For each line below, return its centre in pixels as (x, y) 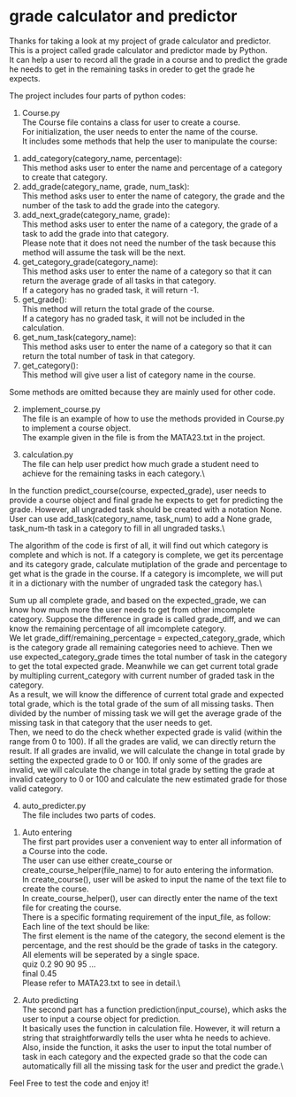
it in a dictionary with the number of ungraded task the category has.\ (136, 583)
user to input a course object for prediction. (101, 1019)
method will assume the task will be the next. (104, 252)
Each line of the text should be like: (86, 926)
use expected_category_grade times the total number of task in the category (148, 657)
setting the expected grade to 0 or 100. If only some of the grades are (136, 760)
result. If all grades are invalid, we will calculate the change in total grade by (147, 751)
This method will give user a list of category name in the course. (139, 375)
